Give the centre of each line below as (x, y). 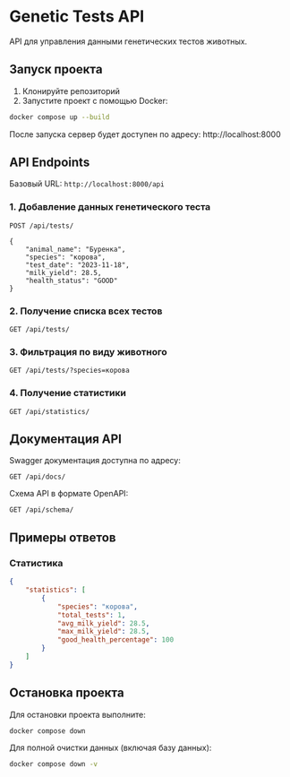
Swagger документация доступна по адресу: (95, 461)
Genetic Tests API (77, 17)
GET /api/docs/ (38, 477)
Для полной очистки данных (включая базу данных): (111, 748)
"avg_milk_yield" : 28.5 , (103, 623)
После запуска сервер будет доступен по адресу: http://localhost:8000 (145, 134)
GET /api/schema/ (42, 510)
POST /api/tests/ (42, 226)
